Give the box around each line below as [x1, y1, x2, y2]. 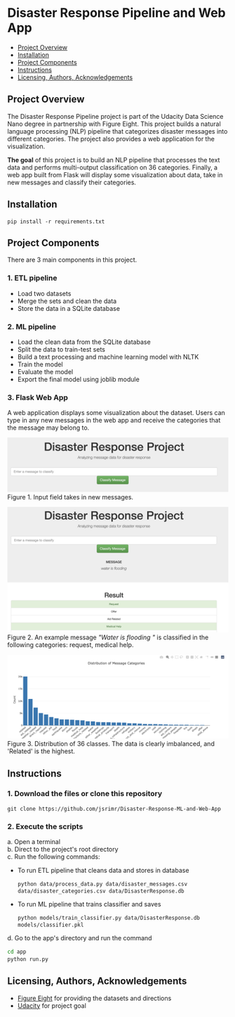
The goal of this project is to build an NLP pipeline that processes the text [7, 155, 220, 164]
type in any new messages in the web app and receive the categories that [7, 416, 221, 425]
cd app [7, 948, 27, 956]
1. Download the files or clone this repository [7, 788, 163, 798]
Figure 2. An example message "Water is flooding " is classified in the [7, 633, 209, 641]
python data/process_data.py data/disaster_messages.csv [17, 881, 188, 888]
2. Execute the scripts [7, 821, 83, 831]
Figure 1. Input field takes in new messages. [7, 493, 134, 501]
